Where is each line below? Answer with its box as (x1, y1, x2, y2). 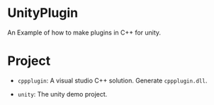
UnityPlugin (7, 5, 79, 21)
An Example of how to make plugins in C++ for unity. (7, 28, 162, 37)
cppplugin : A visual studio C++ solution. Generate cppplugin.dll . (17, 76, 208, 85)
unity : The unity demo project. (17, 89, 108, 98)
